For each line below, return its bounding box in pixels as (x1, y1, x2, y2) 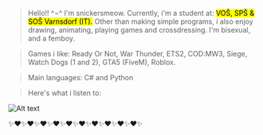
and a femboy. (27, 33, 76, 43)
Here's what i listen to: (27, 88, 102, 98)
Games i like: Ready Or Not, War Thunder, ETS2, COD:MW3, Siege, (27, 49, 248, 58)
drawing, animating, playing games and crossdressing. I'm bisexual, (27, 25, 251, 34)
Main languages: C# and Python (27, 73, 134, 82)
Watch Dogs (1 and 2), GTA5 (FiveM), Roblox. (27, 57, 176, 67)
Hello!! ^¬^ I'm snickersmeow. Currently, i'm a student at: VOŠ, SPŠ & (27, 9, 255, 17)
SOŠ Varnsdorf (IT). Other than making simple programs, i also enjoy (27, 17, 253, 26)
